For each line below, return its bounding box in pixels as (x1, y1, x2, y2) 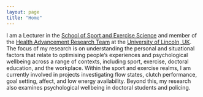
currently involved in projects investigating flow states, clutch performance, (6, 71, 197, 78)
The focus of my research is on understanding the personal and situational (6, 44, 195, 52)
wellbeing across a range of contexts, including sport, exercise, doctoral (6, 58, 189, 65)
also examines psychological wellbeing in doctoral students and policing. (6, 83, 191, 91)
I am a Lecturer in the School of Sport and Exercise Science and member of (6, 31, 197, 39)
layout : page (6, 9, 40, 15)
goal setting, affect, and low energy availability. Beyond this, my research (6, 77, 191, 85)
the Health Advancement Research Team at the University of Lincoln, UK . (6, 38, 192, 45)
